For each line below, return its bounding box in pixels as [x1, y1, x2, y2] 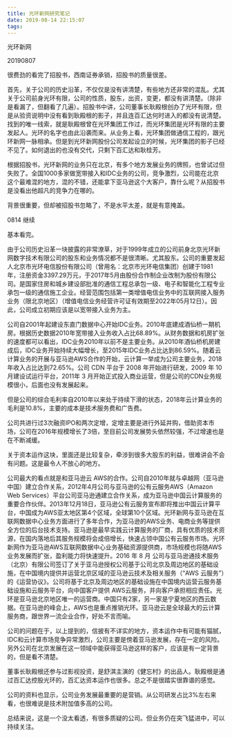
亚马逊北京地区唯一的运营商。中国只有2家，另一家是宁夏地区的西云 [19, 595, 211, 603]
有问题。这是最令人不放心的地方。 [7, 459, 104, 468]
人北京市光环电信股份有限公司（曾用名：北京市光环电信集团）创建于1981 [7, 262, 213, 271]
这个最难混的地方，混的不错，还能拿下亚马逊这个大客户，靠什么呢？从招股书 [7, 178, 225, 186]
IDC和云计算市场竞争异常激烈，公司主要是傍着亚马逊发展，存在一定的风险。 [7, 635, 224, 644]
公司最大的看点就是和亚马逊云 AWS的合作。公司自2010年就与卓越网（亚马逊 [7, 474, 224, 482]
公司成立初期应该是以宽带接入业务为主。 [19, 305, 135, 314]
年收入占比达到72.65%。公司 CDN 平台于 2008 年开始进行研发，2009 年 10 [7, 363, 222, 372]
